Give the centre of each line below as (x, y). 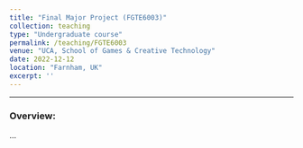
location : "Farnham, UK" (56, 68)
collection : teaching (50, 26)
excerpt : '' (32, 76)
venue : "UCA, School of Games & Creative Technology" (113, 51)
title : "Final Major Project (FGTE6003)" (88, 17)
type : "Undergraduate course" (66, 34)
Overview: (32, 116)
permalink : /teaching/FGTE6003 (68, 43)
